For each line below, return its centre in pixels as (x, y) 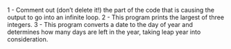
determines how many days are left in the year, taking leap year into (104, 32)
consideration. (28, 39)
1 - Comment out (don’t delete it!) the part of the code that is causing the (111, 10)
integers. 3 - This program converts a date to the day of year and (100, 24)
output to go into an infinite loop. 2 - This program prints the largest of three (115, 17)
